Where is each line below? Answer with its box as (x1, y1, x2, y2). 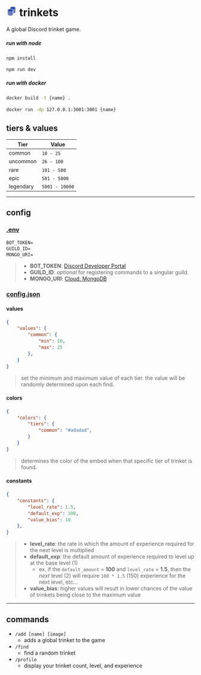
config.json (6, 290, 41, 299)
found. (20, 463, 38, 470)
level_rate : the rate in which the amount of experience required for (29, 540, 194, 548)
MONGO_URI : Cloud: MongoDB (29, 275, 107, 283)
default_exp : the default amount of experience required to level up (29, 553, 194, 560)
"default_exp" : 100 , (28, 510, 79, 517)
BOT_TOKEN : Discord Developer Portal (29, 262, 126, 269)
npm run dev (6, 66, 36, 73)
